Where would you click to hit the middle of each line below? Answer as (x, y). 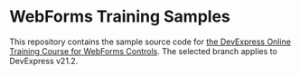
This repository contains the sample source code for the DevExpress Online (150, 42)
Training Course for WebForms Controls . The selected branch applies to (143, 51)
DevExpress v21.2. (44, 61)
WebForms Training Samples (120, 17)
